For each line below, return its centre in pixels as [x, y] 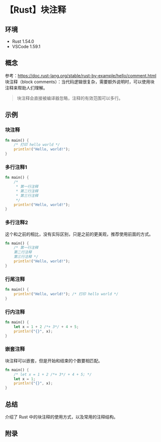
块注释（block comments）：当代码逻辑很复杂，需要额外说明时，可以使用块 [80, 82]
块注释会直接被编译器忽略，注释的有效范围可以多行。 [70, 98]
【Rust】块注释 [36, 10]
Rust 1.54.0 [23, 41]
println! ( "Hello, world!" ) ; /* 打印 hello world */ [66, 294]
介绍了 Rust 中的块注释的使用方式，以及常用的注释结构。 [62, 417]
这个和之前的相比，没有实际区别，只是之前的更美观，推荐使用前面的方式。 [79, 234]
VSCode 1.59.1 [26, 46]
